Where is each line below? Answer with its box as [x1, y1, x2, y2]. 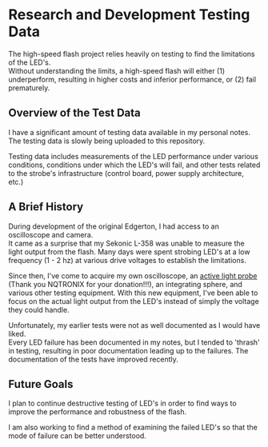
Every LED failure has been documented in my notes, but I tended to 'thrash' [8, 337, 260, 347]
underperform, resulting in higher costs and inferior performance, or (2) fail [8, 74, 257, 84]
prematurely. [8, 82, 50, 93]
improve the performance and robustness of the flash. [8, 407, 187, 417]
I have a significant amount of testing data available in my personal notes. [8, 127, 250, 137]
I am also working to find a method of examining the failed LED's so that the [8, 422, 258, 433]
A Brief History [8, 200, 84, 214]
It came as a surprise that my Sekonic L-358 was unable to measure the [8, 238, 246, 248]
